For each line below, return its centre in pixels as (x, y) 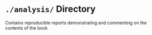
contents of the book (26, 28)
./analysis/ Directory (50, 9)
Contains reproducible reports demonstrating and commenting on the (76, 23)
